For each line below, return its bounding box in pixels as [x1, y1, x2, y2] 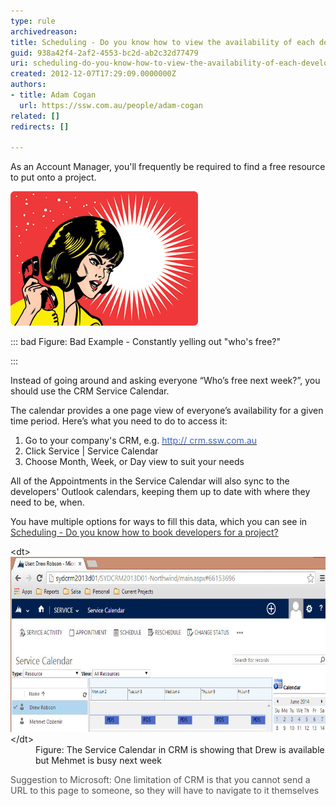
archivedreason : [10, 26, 78, 37]
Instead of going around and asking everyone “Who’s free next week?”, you [10, 375, 321, 387]
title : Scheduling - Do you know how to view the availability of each [10, 37, 315, 47]
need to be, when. [10, 496, 85, 509]
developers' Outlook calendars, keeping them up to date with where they [10, 486, 311, 498]
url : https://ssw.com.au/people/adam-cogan [19, 100, 203, 110]
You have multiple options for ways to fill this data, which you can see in [10, 516, 308, 528]
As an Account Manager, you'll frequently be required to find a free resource [10, 161, 326, 173]
